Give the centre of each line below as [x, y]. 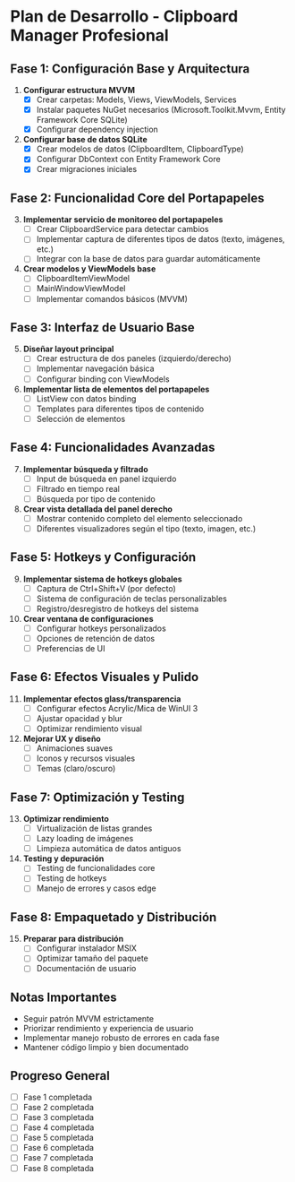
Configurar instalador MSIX [87, 948]
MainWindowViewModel [81, 289]
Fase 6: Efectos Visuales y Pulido [105, 677]
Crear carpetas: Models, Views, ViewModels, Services [136, 99]
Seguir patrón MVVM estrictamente [88, 1019]
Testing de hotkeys [72, 878]
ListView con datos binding [86, 398]
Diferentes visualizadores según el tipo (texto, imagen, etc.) [146, 528]
